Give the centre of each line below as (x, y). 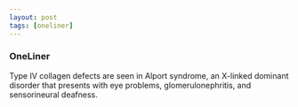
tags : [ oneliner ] (41, 26)
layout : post (33, 17)
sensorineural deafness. (53, 95)
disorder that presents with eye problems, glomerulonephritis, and (130, 85)
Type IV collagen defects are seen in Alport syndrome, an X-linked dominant (149, 75)
